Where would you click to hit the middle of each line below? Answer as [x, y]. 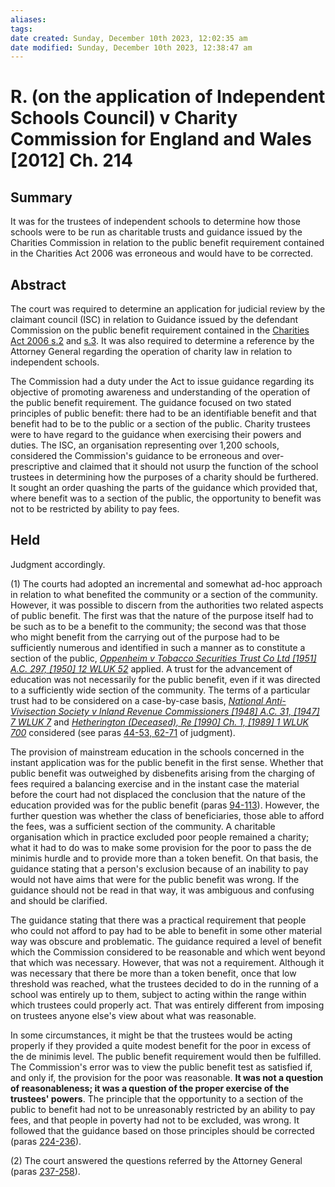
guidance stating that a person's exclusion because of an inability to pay [159, 868]
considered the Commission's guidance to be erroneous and [135, 456]
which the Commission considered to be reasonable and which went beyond [168, 952]
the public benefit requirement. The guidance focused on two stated [151, 403]
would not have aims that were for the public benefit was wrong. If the [155, 879]
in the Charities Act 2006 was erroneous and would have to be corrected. [162, 253]
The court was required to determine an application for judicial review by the [168, 309]
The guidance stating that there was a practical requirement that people [158, 920]
